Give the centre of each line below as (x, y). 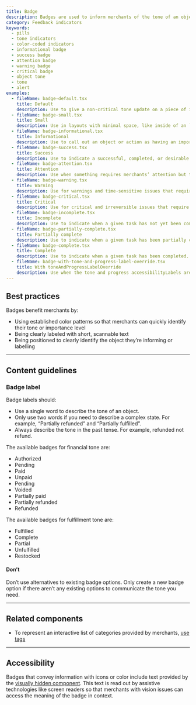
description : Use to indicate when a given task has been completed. (103, 256)
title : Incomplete (39, 218)
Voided (23, 490)
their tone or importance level (50, 328)
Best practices (33, 296)
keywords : (18, 28)
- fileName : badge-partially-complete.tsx (64, 229)
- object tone (28, 77)
